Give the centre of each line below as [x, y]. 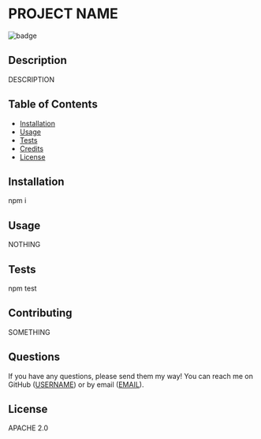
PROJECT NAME [63, 14]
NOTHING [24, 245]
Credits [32, 148]
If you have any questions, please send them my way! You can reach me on [131, 376]
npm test [22, 288]
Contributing [40, 313]
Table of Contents [53, 105]
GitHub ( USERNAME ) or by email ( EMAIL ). [76, 385]
